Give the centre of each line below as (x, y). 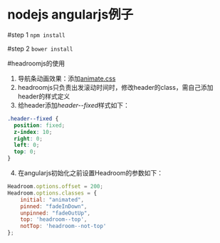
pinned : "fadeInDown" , (54, 206)
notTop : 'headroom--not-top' (63, 226)
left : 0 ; (27, 145)
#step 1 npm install (36, 35)
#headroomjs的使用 (36, 63)
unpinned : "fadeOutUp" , (56, 213)
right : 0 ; (28, 139)
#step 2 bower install (40, 48)
